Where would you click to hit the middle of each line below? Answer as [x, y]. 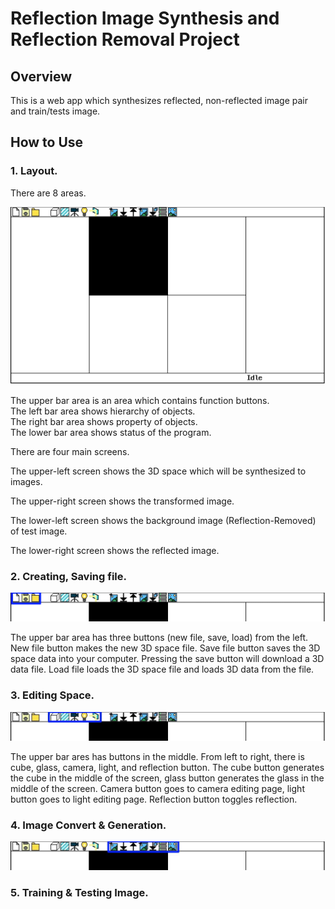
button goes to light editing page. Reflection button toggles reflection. [154, 799]
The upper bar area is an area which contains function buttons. [140, 400]
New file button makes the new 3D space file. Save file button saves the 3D [165, 648]
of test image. [39, 531]
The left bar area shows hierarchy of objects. [103, 411]
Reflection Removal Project [125, 39]
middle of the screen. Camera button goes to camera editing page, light [157, 788]
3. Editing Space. [52, 695]
